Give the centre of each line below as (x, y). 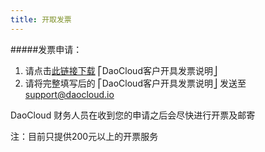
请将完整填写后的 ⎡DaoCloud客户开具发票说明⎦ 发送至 (135, 83)
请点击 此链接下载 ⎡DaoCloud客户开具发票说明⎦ (121, 70)
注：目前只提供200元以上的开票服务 (84, 136)
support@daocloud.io (69, 94)
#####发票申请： (46, 49)
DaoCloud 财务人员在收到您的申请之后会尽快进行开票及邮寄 (133, 115)
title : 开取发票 (41, 19)
